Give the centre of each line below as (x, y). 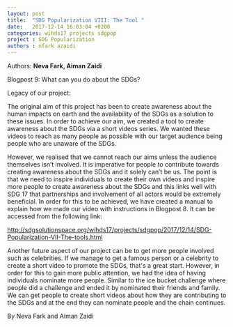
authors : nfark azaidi (42, 46)
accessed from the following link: (55, 216)
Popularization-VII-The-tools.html (55, 237)
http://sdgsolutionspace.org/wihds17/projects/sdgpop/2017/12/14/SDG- (110, 230)
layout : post (26, 14)
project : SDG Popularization (51, 40)
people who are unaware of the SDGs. (62, 143)
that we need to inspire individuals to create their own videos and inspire (111, 179)
